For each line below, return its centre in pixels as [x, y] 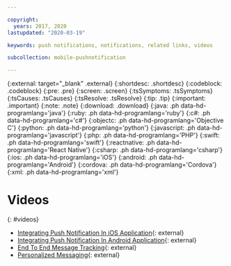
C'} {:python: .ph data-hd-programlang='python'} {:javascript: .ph [102, 128]
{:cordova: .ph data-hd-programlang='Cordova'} [147, 165]
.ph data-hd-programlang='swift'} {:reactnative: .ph [81, 142]
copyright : [23, 19]
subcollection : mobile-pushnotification [67, 58]
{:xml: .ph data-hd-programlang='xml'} [63, 172]
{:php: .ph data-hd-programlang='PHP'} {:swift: [152, 135]
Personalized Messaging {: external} [69, 255]
